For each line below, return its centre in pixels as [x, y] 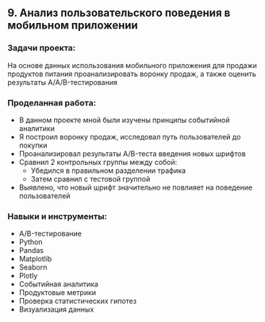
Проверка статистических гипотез [77, 301]
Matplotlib [35, 259]
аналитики [36, 128]
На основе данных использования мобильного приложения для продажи [132, 65]
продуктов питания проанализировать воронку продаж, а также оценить [132, 74]
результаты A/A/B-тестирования [63, 82]
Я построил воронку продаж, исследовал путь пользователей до [130, 136]
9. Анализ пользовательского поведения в [119, 13]
